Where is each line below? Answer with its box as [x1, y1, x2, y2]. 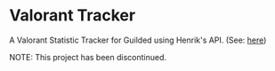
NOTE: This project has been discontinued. [9, 51, 167, 62]
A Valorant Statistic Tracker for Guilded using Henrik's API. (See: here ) [9, 35, 267, 45]
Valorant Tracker [9, 5, 136, 26]
